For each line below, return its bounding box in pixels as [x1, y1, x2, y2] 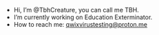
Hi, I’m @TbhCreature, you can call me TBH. [13, 6, 139, 14]
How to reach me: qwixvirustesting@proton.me [13, 21, 148, 28]
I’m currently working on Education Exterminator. [13, 13, 153, 21]
